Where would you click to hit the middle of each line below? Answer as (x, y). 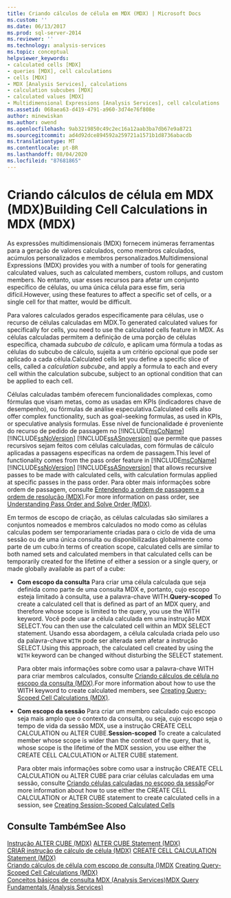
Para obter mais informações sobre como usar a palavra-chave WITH (115, 668)
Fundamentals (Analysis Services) (55, 887)
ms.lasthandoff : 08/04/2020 (47, 155)
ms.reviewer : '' (30, 39)
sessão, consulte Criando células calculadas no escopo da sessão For (115, 783)
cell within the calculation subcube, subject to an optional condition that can (115, 373)
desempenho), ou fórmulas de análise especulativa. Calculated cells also (109, 409)
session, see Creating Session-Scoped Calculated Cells (96, 805)
